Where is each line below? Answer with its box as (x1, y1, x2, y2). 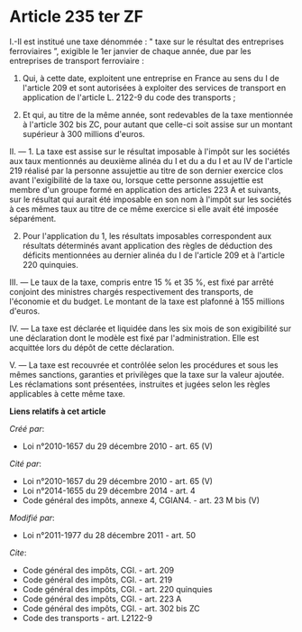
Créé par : (9, 423, 45, 434)
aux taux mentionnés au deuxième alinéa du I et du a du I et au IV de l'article (9, 155, 293, 166)
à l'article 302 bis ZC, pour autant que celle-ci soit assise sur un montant (22, 119, 293, 130)
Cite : (9, 547, 27, 558)
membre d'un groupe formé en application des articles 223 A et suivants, (9, 184, 281, 195)
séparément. (9, 213, 57, 224)
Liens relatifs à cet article (9, 406, 106, 417)
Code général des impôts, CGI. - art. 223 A (22, 593, 182, 604)
